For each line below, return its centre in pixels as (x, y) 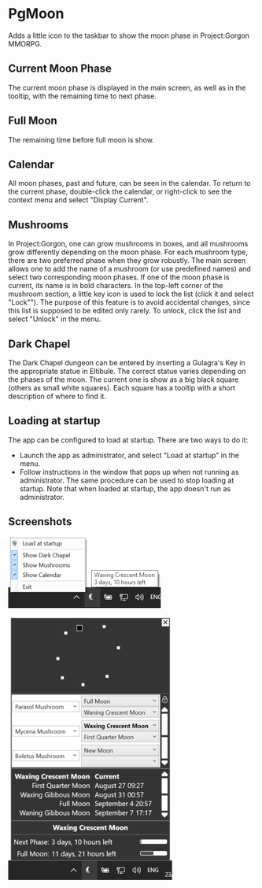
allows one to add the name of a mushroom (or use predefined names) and (130, 269)
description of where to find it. (57, 396)
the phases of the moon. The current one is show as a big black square (124, 379)
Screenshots (40, 522)
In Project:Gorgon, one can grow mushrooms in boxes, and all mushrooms (128, 244)
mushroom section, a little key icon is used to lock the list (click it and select (131, 294)
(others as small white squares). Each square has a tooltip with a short (122, 388)
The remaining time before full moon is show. (81, 139)
